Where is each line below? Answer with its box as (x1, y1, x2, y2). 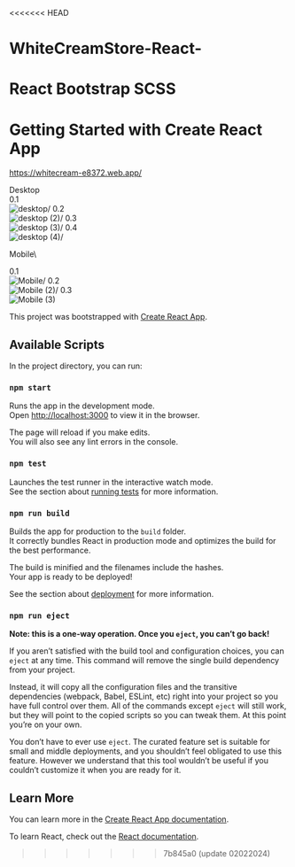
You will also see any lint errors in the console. (9, 437, 179, 447)
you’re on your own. (9, 719, 82, 730)
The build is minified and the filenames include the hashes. (9, 562, 224, 573)
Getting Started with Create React (9, 120, 263, 140)
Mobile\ (9, 249, 37, 259)
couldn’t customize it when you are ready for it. (9, 765, 182, 776)
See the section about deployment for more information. (9, 589, 214, 600)
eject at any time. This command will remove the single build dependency (9, 655, 280, 666)
